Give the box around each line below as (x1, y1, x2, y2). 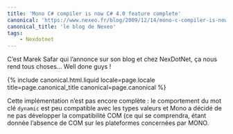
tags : (7, 29, 23, 37)
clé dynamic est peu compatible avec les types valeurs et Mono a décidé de (7, 104, 222, 112)
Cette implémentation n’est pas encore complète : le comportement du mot (7, 97, 222, 105)
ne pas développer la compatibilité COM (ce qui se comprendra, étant (7, 112, 207, 120)
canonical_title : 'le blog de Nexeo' (7, 23, 116, 30)
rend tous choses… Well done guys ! (7, 62, 112, 71)
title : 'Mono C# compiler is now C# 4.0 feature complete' (7, 10, 182, 17)
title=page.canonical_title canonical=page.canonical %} (7, 83, 166, 92)
